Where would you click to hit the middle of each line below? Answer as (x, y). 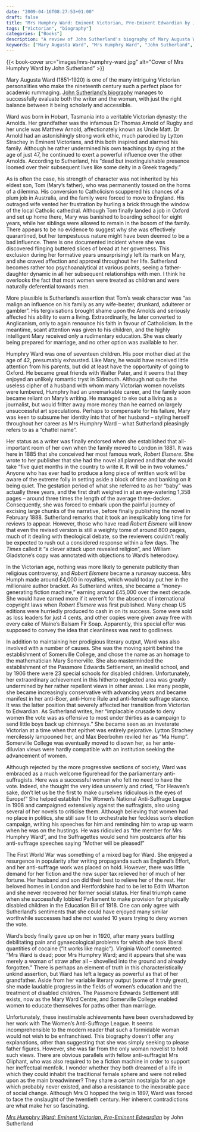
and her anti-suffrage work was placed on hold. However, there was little (96, 867)
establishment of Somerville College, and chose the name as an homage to (98, 654)
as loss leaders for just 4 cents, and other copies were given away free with (99, 617)
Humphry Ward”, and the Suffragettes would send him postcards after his (96, 836)
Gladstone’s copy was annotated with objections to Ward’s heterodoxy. (93, 555)
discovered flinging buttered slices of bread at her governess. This (88, 248)
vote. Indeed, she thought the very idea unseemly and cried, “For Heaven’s (98, 786)
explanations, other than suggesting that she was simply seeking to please (98, 1042)
